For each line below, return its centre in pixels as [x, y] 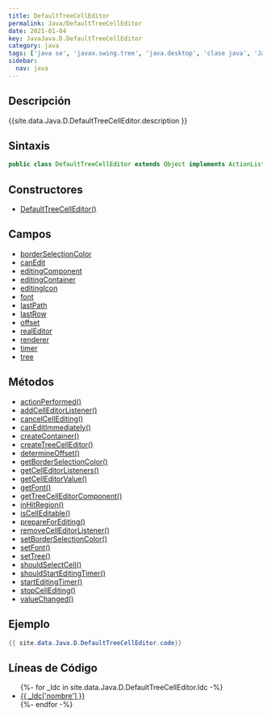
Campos [30, 234]
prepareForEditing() [53, 521]
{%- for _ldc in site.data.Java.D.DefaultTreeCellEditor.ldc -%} [121, 688]
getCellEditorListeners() [59, 470]
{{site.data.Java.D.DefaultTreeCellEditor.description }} [98, 120]
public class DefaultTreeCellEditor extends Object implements [117, 165]
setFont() [35, 547]
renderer [35, 339]
